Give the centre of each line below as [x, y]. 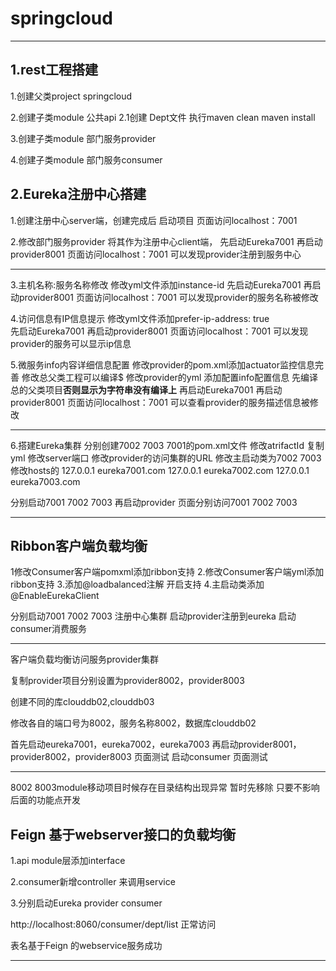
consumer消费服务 [49, 629]
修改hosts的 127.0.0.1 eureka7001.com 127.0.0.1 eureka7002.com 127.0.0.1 [160, 470]
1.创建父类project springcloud [71, 96]
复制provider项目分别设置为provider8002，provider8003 [127, 681]
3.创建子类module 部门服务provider [83, 138]
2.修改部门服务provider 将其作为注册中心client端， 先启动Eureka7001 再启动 [166, 241]
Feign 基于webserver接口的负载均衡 [123, 834]
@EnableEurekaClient [55, 596]
